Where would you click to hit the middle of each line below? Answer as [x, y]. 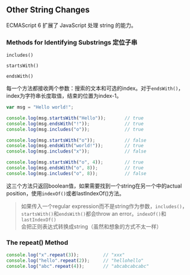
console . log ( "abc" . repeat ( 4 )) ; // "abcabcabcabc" [78, 266]
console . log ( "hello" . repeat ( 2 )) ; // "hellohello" [75, 261]
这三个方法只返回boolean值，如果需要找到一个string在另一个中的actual [94, 186]
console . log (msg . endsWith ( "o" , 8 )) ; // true [75, 168]
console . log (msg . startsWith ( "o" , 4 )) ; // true [75, 162]
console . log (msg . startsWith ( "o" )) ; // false [76, 140]
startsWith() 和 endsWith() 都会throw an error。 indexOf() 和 [93, 213]
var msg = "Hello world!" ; [40, 107]
